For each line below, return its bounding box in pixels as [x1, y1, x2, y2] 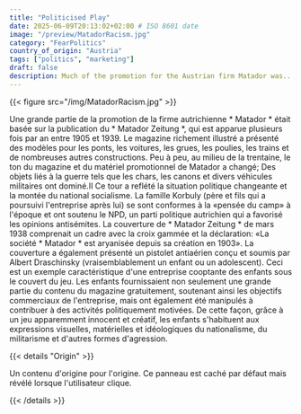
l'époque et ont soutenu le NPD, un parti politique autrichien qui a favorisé [9, 208, 283, 220]
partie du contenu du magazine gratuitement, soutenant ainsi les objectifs [9, 285, 282, 296]
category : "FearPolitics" [9, 38, 106, 48]
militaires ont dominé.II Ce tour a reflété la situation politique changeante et [9, 181, 288, 191]
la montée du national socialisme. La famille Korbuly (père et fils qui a [9, 189, 267, 200]
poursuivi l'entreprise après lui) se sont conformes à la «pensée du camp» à [9, 199, 291, 210]
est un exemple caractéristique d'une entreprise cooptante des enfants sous [9, 266, 293, 277]
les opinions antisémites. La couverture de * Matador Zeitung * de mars [9, 218, 275, 229]
